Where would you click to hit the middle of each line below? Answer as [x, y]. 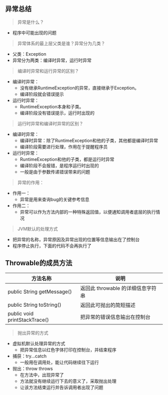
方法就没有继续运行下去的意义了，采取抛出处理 [68, 381]
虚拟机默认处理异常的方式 [39, 343]
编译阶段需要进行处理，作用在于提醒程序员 [64, 146]
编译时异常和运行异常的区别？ [48, 71]
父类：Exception [29, 54]
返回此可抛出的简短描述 [108, 305]
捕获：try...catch [29, 356]
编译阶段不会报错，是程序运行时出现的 [59, 165]
